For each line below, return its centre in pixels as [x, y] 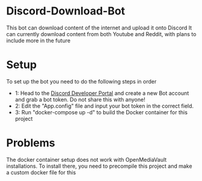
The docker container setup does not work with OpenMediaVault [87, 159]
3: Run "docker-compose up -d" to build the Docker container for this [101, 112]
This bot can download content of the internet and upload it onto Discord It [99, 28]
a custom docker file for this [41, 172]
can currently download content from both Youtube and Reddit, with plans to [101, 34]
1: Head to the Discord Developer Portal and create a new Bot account [102, 93]
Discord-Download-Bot [66, 11]
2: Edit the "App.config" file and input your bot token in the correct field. [104, 106]
